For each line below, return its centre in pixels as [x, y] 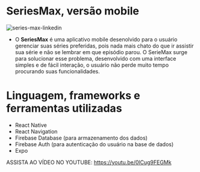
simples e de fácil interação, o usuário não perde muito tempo [92, 65]
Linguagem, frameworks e [73, 96]
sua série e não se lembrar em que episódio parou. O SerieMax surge [101, 52]
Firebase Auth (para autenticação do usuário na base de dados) [94, 144]
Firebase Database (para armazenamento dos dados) [81, 138]
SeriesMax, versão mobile [73, 11]
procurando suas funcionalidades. [58, 71]
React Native [31, 125]
